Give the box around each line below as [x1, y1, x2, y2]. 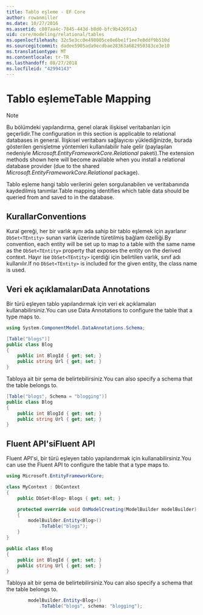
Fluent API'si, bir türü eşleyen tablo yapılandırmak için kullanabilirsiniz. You [6, 455, 191, 462]
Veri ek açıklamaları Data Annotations [6, 284, 150, 294]
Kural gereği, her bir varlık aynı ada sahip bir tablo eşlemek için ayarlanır [6, 228, 187, 235]
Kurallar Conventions [6, 211, 87, 222]
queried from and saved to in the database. [6, 194, 114, 201]
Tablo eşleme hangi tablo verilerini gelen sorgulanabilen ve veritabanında [6, 181, 190, 188]
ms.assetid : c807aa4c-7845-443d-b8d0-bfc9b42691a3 [6, 26, 137, 32]
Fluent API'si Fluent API [6, 438, 95, 449]
